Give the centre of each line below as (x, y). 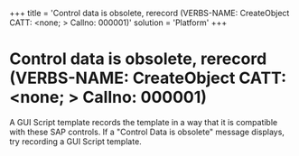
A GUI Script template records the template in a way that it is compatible (144, 122)
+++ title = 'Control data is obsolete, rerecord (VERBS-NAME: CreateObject (149, 13)
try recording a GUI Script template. (75, 141)
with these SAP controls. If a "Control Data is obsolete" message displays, (147, 132)
